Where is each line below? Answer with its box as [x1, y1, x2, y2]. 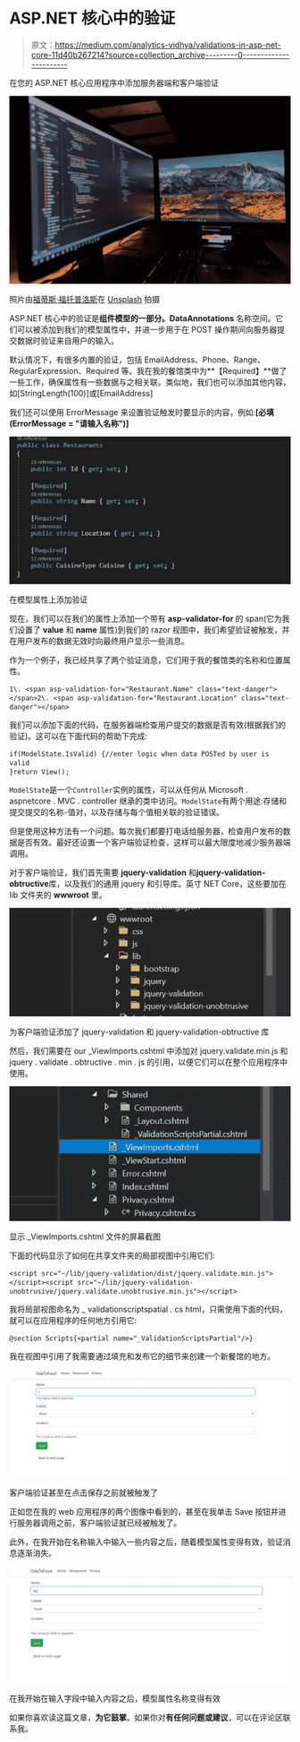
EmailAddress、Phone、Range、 [144, 354, 265, 365]
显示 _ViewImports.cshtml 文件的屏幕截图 [9, 1231, 161, 1242]
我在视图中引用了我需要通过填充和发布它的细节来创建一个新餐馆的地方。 [9, 1350, 275, 1361]
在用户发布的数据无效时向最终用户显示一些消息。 [9, 635, 189, 646]
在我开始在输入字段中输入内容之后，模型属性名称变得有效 [9, 1693, 221, 1704]
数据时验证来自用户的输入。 [16, 335, 119, 345]
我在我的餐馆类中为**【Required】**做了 [137, 365, 287, 376]
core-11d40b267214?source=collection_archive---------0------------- [30, 49, 290, 60]
